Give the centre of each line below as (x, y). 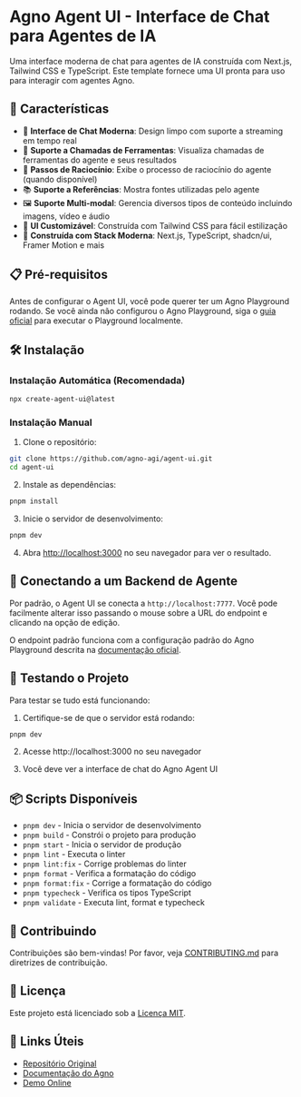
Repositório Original (59, 1063)
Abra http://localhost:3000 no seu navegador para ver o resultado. (147, 552)
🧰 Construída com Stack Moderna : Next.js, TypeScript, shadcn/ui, (147, 235)
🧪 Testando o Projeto (69, 678)
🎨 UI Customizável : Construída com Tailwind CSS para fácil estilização (155, 225)
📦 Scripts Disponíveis (73, 799)
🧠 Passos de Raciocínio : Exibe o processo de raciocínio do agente (147, 169)
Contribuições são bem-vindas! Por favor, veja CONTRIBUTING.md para (144, 953)
